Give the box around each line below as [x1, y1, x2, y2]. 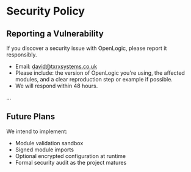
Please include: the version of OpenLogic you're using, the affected [15, 69, 185, 77]
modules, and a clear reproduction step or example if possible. [15, 76, 173, 83]
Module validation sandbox [15, 139, 84, 146]
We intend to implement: [6, 128, 68, 135]
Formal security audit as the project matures [15, 159, 127, 166]
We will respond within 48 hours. [15, 82, 98, 89]
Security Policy [6, 4, 85, 18]
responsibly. [6, 51, 37, 58]
